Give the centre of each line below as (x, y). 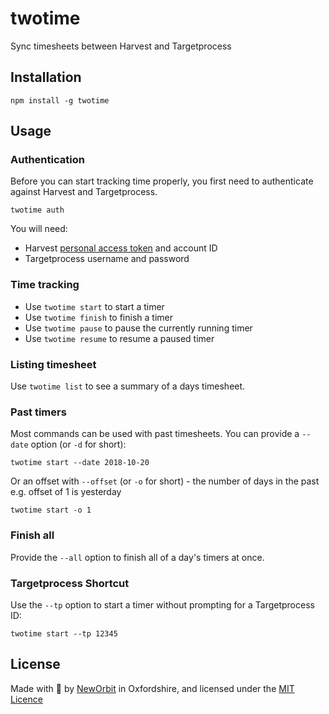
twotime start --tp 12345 (64, 633)
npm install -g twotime (60, 100)
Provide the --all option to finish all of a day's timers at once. (137, 557)
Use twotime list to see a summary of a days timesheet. (128, 386)
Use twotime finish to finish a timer (98, 317)
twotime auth (37, 210)
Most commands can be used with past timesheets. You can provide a (155, 434)
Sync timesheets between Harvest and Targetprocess (121, 46)
